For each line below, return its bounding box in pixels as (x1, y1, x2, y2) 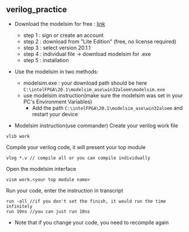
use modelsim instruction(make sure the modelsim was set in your (23, 92, 183, 99)
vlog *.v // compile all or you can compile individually (6, 155, 150, 161)
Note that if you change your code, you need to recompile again (14, 218, 169, 226)
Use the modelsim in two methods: (14, 68, 99, 75)
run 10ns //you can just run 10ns (6, 209, 91, 214)
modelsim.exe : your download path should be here (23, 79, 147, 86)
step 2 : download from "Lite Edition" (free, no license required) (23, 38, 177, 45)
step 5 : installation (23, 56, 69, 63)
